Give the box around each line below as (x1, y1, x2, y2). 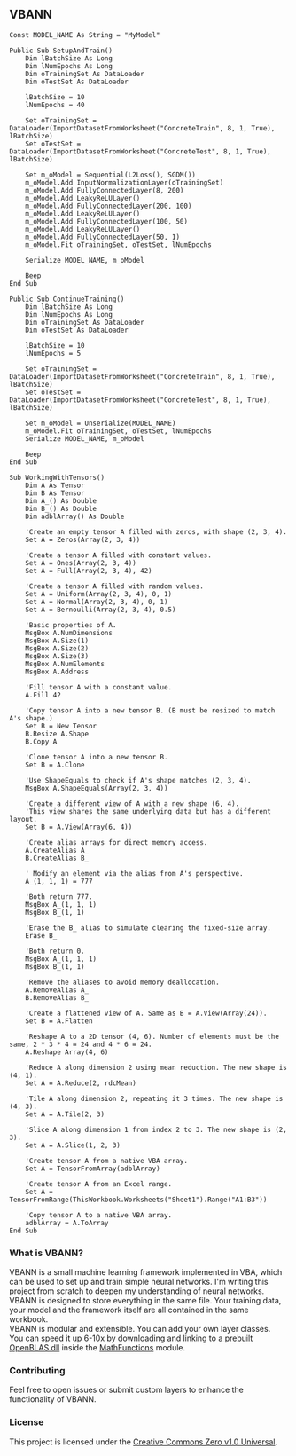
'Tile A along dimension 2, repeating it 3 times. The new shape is (25, 1094, 284, 1103)
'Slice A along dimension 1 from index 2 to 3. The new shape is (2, (25, 1125, 288, 1134)
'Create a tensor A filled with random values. (25, 581, 204, 591)
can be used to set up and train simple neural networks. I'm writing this (9, 1277, 269, 1287)
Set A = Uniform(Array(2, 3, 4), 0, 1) (25, 589, 173, 598)
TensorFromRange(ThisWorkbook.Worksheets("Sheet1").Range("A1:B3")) (9, 1195, 268, 1204)
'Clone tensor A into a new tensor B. (25, 752, 168, 761)
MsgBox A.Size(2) (25, 643, 90, 653)
